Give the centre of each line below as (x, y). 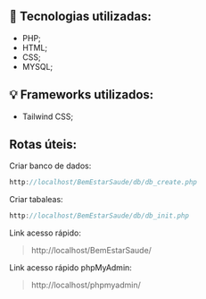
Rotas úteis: (43, 145)
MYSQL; (37, 66)
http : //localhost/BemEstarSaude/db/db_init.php (99, 216)
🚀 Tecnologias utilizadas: (80, 17)
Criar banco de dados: (50, 166)
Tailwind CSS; (48, 116)
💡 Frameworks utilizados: (82, 95)
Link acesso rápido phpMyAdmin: (70, 268)
